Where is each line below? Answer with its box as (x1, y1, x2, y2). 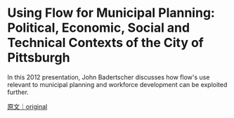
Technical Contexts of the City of (7, 35, 204, 51)
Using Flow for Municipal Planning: (7, 5, 216, 21)
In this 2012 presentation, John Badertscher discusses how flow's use (7, 72, 210, 81)
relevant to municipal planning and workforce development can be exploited (7, 80, 228, 88)
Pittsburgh (7, 50, 70, 66)
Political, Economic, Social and (7, 20, 190, 36)
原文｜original (7, 102, 48, 110)
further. (7, 88, 30, 96)
